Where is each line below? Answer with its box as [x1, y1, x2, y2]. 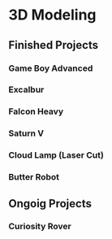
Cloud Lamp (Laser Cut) [8, 150, 104, 161]
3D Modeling [8, 6, 97, 24]
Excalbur [8, 84, 45, 95]
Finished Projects [8, 38, 99, 52]
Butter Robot [8, 172, 59, 183]
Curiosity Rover [8, 221, 71, 232]
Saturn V [8, 128, 45, 139]
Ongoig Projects [8, 197, 92, 211]
